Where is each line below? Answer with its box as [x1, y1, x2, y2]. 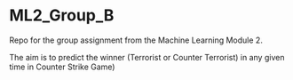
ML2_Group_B [9, 5, 115, 26]
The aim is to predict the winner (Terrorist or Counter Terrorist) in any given [9, 52, 285, 62]
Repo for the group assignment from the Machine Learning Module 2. [9, 35, 264, 45]
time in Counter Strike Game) [9, 61, 115, 72]
